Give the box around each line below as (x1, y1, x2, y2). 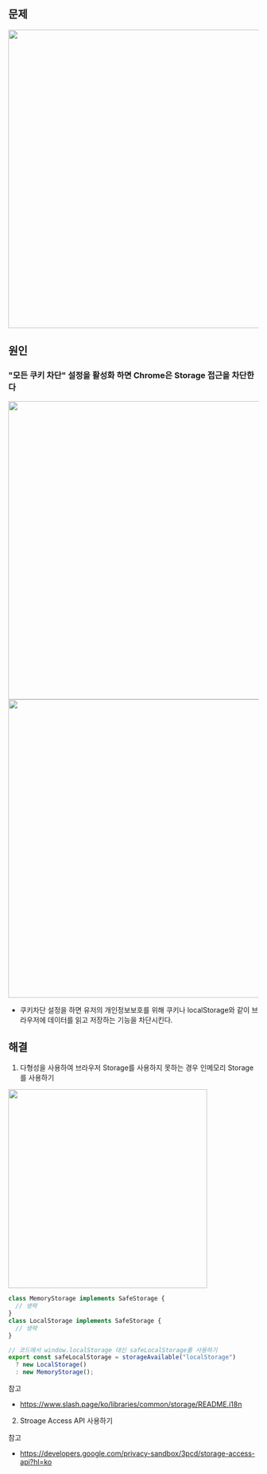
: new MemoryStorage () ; (15, 1368, 94, 1376)
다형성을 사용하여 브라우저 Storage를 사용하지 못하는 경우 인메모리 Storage (19, 1063, 254, 1072)
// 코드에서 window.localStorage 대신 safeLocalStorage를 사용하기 (8, 1346, 219, 1354)
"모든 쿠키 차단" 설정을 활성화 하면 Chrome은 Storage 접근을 (8, 370, 230, 381)
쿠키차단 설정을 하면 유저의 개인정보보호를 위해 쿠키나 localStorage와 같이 (19, 1005, 250, 1014)
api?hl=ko (19, 1457, 52, 1467)
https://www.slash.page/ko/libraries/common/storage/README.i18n (19, 1399, 242, 1410)
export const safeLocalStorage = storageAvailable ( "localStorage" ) (8, 1353, 237, 1362)
